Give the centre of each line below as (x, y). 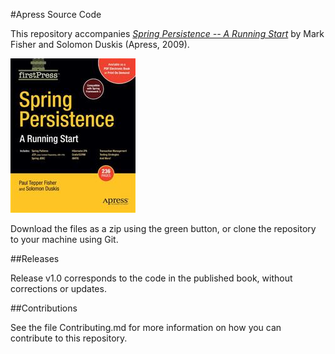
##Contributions (44, 308)
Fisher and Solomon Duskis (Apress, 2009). (100, 44)
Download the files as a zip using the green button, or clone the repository (163, 228)
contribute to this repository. (69, 338)
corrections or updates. (58, 288)
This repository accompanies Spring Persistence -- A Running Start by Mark (167, 33)
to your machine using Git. (64, 239)
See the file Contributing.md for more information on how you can (146, 327)
